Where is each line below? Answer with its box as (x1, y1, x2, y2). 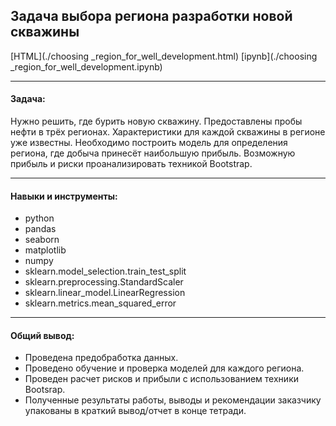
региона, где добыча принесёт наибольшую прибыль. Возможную (10, 147, 296, 159)
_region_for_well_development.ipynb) (10, 60, 163, 73)
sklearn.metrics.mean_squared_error (24, 297, 177, 309)
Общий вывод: (10, 329, 75, 341)
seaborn (24, 234, 60, 246)
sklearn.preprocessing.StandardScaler (24, 276, 184, 288)
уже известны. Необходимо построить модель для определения (10, 137, 288, 149)
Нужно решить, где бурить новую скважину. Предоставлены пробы (10, 115, 303, 128)
